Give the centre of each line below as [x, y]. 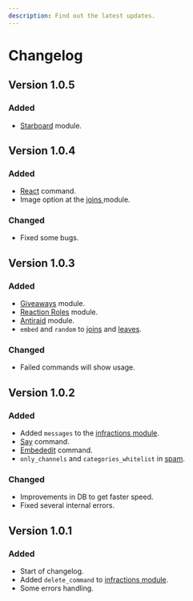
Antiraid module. [47, 321]
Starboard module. [51, 125]
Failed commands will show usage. [78, 367]
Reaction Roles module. [59, 312]
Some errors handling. [56, 588]
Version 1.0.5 [42, 85]
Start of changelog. [52, 571]
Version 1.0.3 [42, 263]
